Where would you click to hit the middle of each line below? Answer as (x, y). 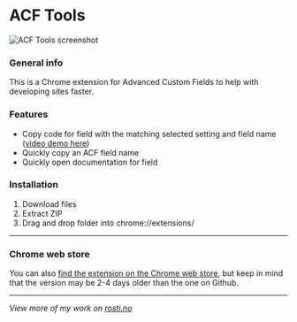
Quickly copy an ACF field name (80, 152)
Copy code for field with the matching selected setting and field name (149, 134)
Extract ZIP (42, 213)
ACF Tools (47, 15)
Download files (49, 203)
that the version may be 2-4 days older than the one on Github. (124, 283)
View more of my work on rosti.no (71, 308)
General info (36, 63)
